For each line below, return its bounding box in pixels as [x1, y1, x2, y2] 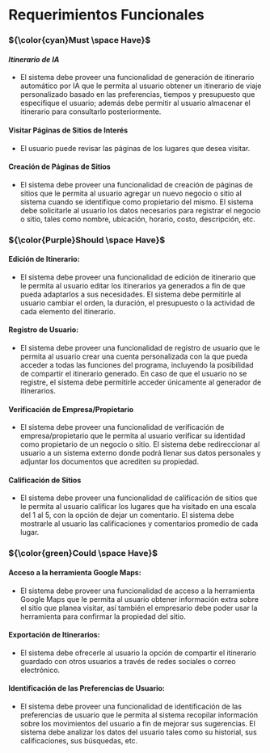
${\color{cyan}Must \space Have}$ [8, 35, 151, 46]
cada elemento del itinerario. [19, 306, 116, 316]
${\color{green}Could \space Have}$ [8, 548, 158, 559]
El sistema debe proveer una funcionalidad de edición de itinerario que [19, 272, 256, 282]
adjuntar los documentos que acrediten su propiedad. [19, 456, 200, 466]
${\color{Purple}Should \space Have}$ [8, 234, 166, 246]
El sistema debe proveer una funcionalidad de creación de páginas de [19, 179, 253, 189]
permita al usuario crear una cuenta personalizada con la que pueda [19, 351, 248, 361]
